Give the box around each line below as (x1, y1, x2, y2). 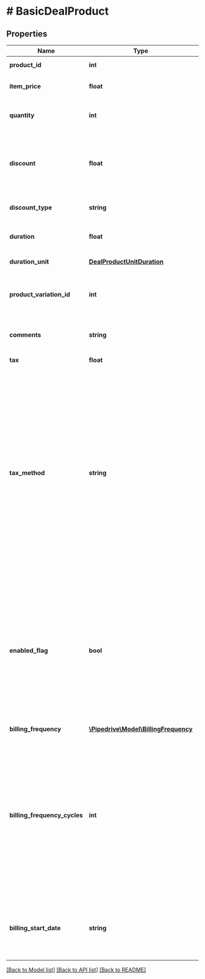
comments (9, 331, 41, 339)
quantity (9, 111, 35, 120)
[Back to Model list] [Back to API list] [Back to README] (6, 966, 146, 974)
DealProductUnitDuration (88, 257, 164, 266)
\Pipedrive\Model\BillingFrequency (88, 725, 193, 733)
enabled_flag (9, 647, 48, 654)
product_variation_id (9, 290, 70, 298)
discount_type (9, 203, 52, 212)
